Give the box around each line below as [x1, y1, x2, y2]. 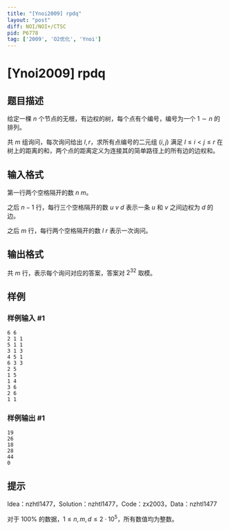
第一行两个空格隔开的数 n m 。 [7, 188, 93, 197]
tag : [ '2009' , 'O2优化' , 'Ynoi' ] [7, 36, 102, 43]
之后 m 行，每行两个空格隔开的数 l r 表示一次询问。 [7, 226, 152, 235]
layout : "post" [7, 17, 51, 24]
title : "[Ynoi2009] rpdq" [7, 10, 82, 17]
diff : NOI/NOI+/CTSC [7, 23, 67, 30]
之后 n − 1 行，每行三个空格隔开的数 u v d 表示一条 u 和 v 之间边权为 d [7, 203, 206, 211]
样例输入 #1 [7, 313, 45, 322]
